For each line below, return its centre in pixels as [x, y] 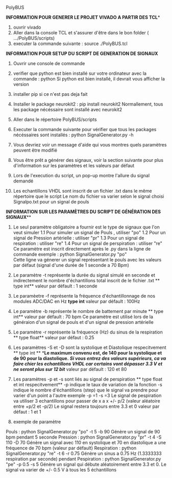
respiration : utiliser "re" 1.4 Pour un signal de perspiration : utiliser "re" [88, 243]
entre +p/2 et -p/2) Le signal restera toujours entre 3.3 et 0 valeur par [86, 406]
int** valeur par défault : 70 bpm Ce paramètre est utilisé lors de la [83, 317]
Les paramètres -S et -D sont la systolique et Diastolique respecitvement [90, 347]
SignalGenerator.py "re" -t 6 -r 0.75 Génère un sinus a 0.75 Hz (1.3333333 [84, 453]
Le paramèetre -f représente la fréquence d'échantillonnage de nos [84, 296]
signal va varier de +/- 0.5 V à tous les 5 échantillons [61, 470]
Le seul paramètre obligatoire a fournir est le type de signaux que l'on [86, 227]
